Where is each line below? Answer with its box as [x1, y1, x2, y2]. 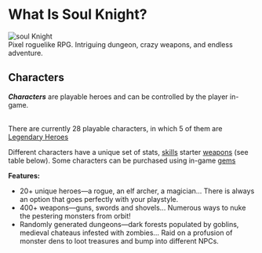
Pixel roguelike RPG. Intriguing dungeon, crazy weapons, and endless [8, 39, 233, 49]
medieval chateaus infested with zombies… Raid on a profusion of [19, 228, 233, 237]
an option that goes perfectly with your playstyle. [19, 194, 179, 203]
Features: [8, 170, 41, 180]
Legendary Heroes [8, 132, 69, 141]
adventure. [8, 48, 43, 57]
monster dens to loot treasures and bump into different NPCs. [19, 236, 220, 245]
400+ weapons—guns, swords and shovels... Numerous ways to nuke [19, 203, 246, 212]
